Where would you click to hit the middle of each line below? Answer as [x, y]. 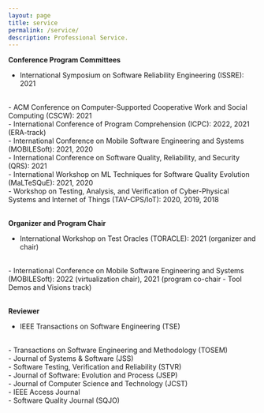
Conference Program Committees [64, 60]
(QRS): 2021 [28, 166]
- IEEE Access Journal [44, 392]
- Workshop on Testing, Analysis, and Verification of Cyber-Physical [119, 191]
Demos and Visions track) [50, 287]
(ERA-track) [27, 133]
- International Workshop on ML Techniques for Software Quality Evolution [129, 175]
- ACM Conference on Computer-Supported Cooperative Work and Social [128, 107]
